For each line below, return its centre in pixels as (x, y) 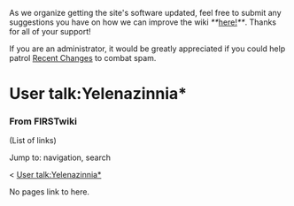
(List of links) (33, 141)
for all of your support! (50, 31)
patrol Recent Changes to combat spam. (83, 58)
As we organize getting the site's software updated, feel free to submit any (145, 13)
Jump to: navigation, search (60, 157)
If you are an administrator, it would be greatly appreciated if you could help (147, 49)
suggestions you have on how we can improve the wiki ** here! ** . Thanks (143, 22)
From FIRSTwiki (43, 121)
